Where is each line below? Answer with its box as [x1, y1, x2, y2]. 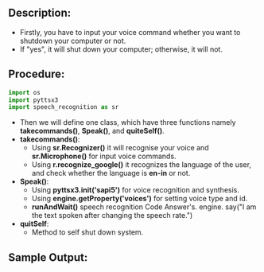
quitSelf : [19, 219, 49, 229]
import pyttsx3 [8, 95, 59, 104]
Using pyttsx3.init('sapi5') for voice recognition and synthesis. [31, 185, 240, 195]
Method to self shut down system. [31, 227, 144, 237]
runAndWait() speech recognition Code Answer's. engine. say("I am [31, 202, 257, 212]
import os [8, 88, 41, 96]
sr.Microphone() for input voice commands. [31, 151, 177, 161]
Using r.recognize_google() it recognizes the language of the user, [31, 160, 252, 169]
